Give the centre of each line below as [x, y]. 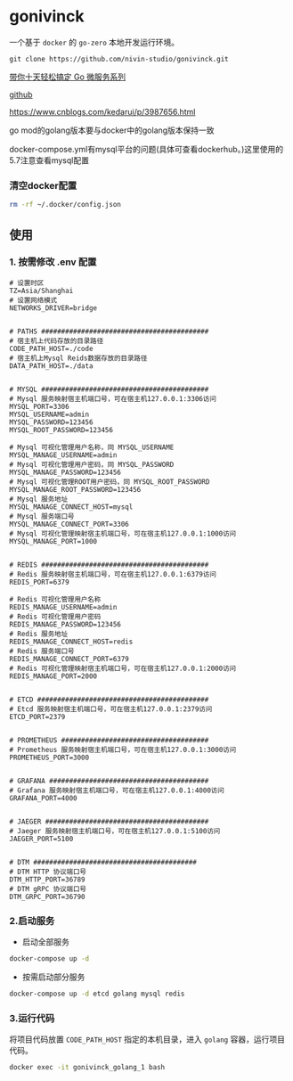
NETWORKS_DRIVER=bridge [53, 308]
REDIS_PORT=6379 [39, 582]
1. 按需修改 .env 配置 [53, 262]
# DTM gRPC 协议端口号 [48, 889]
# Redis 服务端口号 [42, 651]
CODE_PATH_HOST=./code [51, 348]
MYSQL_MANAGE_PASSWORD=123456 [65, 472]
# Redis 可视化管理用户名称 [55, 599]
